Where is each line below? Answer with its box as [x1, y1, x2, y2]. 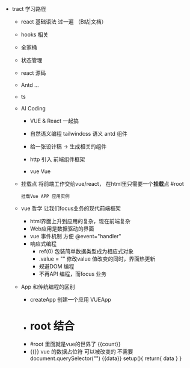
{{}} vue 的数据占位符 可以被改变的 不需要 [29, 347, 133, 355]
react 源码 [20, 69, 46, 77]
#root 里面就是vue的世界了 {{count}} [29, 340, 121, 347]
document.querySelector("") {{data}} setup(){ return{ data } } [29, 355, 182, 362]
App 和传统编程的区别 [20, 283, 75, 290]
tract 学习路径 [11, 5, 47, 12]
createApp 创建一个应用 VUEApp [29, 296, 111, 303]
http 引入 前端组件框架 [29, 156, 85, 163]
